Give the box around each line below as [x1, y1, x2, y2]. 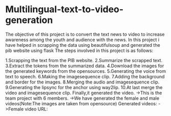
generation [5, 14, 53, 26]
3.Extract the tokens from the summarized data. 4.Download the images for [5, 63, 164, 69]
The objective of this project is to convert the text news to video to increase [5, 31, 165, 37]
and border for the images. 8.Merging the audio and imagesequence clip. [5, 79, 160, 85]
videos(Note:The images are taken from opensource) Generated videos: [5, 100, 157, 106]
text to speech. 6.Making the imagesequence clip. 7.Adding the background [5, 73, 165, 79]
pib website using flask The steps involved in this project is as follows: [5, 47, 154, 53]
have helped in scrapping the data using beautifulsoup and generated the [5, 42, 160, 48]
